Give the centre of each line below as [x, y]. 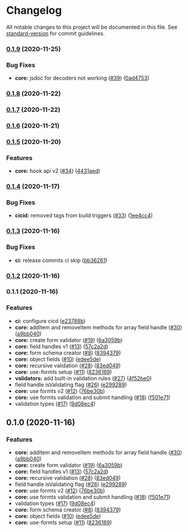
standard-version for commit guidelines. [56, 33]
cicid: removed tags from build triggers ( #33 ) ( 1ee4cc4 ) [84, 216]
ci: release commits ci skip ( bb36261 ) [61, 260]
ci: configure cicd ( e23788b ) [50, 321]
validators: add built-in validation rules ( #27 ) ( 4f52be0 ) [83, 378]
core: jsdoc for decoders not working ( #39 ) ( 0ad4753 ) [82, 78]
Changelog [34, 10]
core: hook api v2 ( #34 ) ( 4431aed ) [57, 171]
